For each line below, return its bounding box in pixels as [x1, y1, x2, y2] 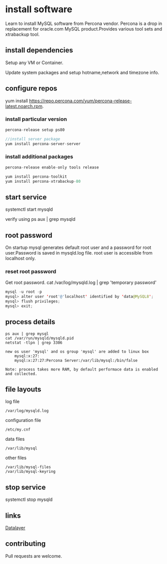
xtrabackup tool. [5, 31, 40, 37]
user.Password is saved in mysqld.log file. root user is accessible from [5, 250, 153, 256]
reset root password [5, 268, 57, 275]
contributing [5, 540, 46, 548]
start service [5, 192, 47, 202]
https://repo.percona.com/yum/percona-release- [29, 98, 132, 104]
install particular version [5, 116, 67, 123]
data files [5, 436, 25, 442]
